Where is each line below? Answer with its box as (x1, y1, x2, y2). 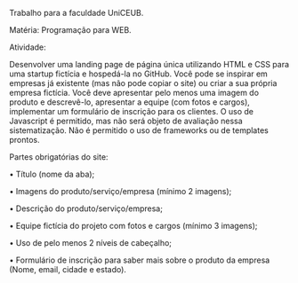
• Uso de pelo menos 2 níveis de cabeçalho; (9, 238, 172, 248)
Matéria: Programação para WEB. (9, 25, 132, 35)
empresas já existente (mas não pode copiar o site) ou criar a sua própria (9, 78, 278, 88)
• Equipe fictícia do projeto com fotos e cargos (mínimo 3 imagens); (9, 221, 258, 231)
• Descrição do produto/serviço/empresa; (9, 203, 163, 214)
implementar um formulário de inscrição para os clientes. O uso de (9, 106, 254, 116)
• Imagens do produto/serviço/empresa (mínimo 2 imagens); (9, 186, 232, 196)
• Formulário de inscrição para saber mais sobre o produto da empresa (9, 255, 270, 265)
